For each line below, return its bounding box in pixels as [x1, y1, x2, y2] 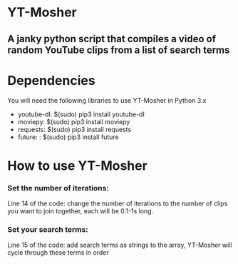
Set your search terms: [7, 224, 89, 234]
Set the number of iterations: [7, 183, 109, 193]
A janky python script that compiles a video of [7, 33, 216, 45]
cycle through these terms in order [7, 248, 109, 257]
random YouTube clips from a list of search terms [7, 44, 230, 56]
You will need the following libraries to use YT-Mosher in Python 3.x [7, 96, 207, 104]
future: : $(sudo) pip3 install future [17, 133, 119, 141]
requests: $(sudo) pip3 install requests [17, 125, 132, 133]
